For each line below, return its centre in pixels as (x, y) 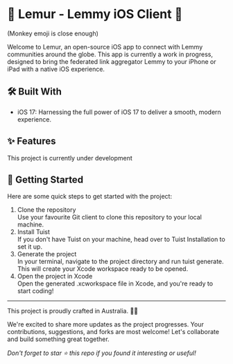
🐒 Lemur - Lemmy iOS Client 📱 (95, 14)
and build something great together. (58, 339)
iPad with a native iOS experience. (56, 69)
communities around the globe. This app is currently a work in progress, (110, 54)
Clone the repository (46, 210)
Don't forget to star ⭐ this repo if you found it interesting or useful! (102, 353)
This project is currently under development (70, 158)
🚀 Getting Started (45, 180)
